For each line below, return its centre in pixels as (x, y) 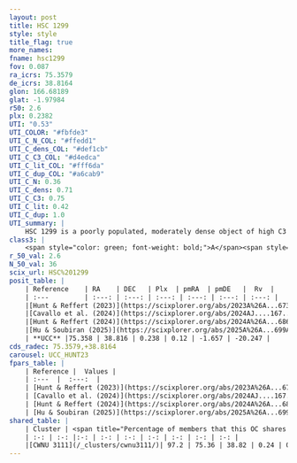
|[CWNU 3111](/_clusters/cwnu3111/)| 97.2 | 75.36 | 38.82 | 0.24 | (154, 445)
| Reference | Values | (71, 371)
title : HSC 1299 (39, 26)
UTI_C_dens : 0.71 (41, 190)
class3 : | (27, 240)
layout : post (33, 17)
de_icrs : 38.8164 (41, 83)
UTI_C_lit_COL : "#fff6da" (57, 166)
